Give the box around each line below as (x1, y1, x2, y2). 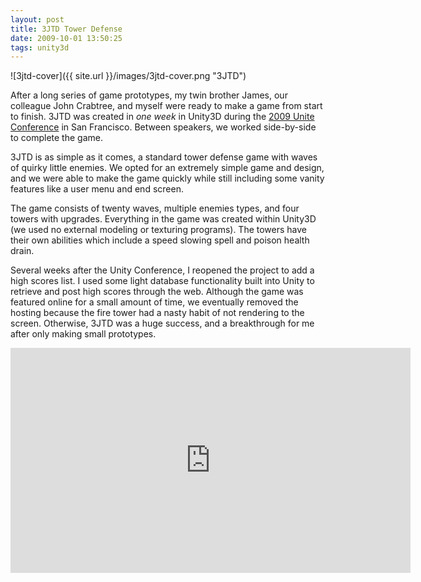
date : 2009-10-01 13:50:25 (10, 33, 123, 43)
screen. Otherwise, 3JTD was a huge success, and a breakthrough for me (10, 317, 315, 330)
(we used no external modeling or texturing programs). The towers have (10, 224, 308, 236)
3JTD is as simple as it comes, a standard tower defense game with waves (10, 151, 318, 163)
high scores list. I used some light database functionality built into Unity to (10, 275, 315, 287)
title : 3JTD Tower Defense (10, 24, 123, 34)
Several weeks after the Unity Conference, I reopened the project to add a (10, 264, 315, 276)
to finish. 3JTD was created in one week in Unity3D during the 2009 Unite (10, 111, 315, 123)
